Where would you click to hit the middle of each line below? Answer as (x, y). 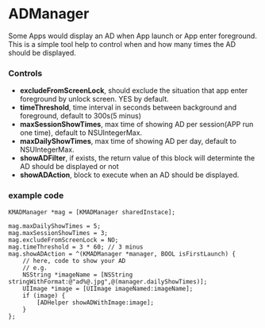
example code (36, 195)
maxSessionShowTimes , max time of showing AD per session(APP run (136, 125)
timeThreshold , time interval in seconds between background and (128, 107)
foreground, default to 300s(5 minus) (80, 116)
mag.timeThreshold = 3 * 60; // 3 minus (76, 247)
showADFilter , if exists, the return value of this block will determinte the (137, 158)
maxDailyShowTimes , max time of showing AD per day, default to (128, 141)
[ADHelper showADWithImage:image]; (96, 303)
